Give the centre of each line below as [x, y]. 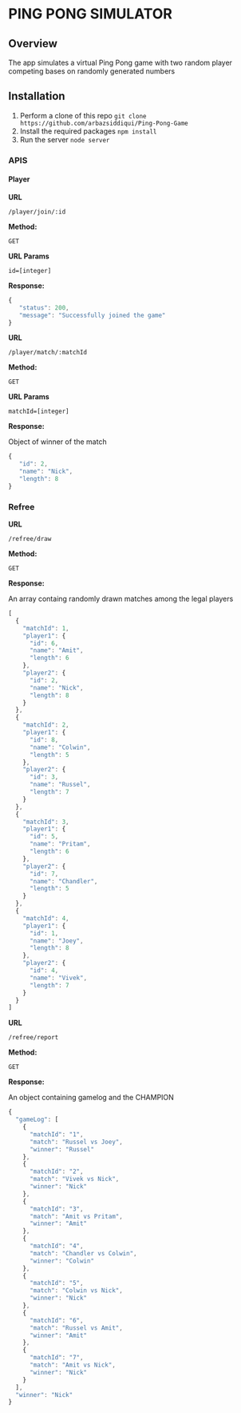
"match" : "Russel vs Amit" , [76, 1328]
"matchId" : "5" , [56, 1283]
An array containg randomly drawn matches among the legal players [121, 599]
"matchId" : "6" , [56, 1320]
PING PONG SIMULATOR [91, 14]
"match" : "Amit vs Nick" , [72, 1365]
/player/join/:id [37, 212]
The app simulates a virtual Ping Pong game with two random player [120, 62]
